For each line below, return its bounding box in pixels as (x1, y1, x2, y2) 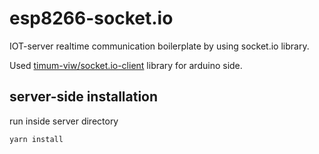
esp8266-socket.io (9, 7, 174, 30)
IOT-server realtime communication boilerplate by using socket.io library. (9, 40, 310, 52)
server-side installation (9, 88, 159, 106)
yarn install (9, 134, 64, 144)
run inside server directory (9, 115, 119, 127)
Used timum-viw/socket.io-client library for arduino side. (9, 59, 243, 71)
